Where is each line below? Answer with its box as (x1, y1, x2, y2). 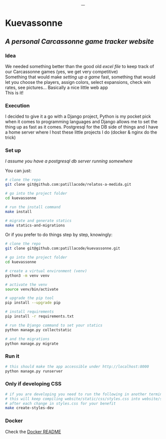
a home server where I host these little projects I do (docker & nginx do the (5, 129, 157, 135)
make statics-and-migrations (5, 222, 65, 228)
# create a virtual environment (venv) (5, 268, 87, 274)
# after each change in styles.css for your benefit (5, 401, 116, 406)
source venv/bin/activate (5, 287, 58, 292)
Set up (5, 147, 21, 154)
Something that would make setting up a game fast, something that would (5, 73, 156, 80)
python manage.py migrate (5, 341, 58, 346)
